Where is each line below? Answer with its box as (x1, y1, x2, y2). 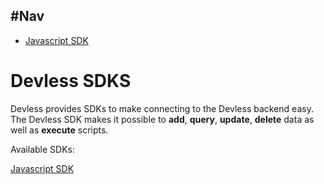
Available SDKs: (10, 143, 75, 155)
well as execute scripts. (10, 124, 109, 136)
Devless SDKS (10, 70, 132, 92)
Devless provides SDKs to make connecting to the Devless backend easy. (10, 102, 314, 114)
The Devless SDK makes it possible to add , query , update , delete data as (10, 113, 315, 125)
